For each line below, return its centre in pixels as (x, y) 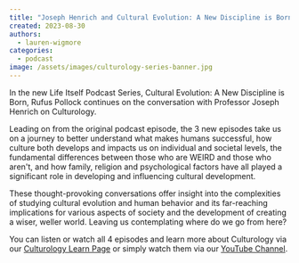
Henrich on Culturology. (53, 111)
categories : (31, 51)
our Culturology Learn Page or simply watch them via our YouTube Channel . (149, 248)
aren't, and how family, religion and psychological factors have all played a (146, 167)
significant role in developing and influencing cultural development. (133, 176)
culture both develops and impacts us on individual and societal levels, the (145, 147)
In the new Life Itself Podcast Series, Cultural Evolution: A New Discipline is (147, 92)
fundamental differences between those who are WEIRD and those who (140, 157)
